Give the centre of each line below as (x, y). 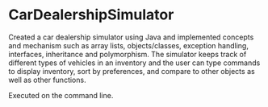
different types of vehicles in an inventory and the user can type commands (134, 63)
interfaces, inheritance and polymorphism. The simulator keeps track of (128, 54)
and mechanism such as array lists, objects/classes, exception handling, (128, 45)
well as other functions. (47, 80)
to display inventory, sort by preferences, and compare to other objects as (132, 71)
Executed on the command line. (61, 95)
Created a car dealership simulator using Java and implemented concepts (131, 37)
